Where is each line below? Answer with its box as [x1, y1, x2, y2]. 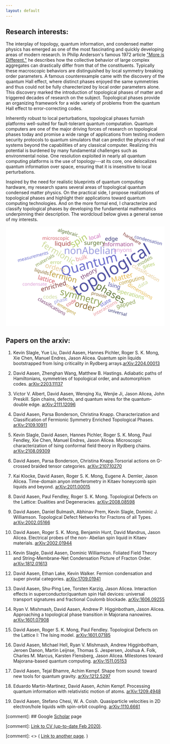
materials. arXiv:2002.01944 [13, 540, 72, 546]
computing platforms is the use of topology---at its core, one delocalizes [6, 158, 157, 164]
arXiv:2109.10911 [13, 422, 47, 428]
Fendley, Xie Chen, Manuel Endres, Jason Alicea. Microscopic [13, 437, 142, 443]
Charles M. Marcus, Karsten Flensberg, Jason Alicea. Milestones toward [13, 653, 163, 659]
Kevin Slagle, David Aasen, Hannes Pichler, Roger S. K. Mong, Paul [13, 432, 152, 438]
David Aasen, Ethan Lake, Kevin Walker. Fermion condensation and [13, 570, 152, 576]
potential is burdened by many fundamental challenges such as [6, 147, 138, 154]
